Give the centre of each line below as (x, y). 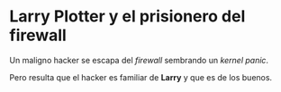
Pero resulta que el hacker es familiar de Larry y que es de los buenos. (141, 77)
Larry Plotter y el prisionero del (127, 17)
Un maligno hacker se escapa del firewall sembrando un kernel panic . (139, 60)
